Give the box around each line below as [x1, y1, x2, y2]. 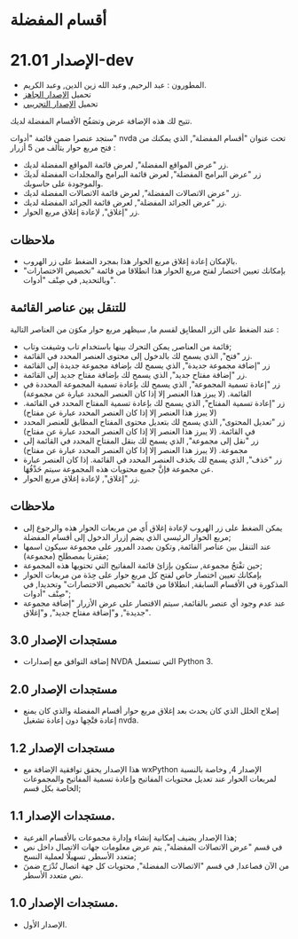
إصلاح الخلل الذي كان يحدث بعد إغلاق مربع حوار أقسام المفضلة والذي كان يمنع [22, 706, 279, 716]
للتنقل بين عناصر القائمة [10, 301, 127, 316]
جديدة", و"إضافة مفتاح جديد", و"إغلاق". [22, 606, 151, 617]
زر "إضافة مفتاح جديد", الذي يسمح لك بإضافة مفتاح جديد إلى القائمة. [22, 369, 247, 380]
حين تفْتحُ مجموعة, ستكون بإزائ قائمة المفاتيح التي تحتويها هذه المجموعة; [22, 559, 263, 570]
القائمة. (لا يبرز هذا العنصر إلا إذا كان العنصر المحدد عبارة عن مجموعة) [22, 387, 252, 399]
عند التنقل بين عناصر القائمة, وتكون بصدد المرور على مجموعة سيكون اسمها [22, 541, 271, 552]
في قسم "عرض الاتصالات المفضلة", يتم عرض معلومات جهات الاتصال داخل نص [22, 841, 283, 852]
